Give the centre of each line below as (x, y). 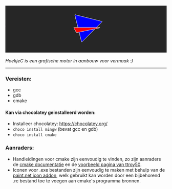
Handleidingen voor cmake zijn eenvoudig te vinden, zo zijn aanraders (87, 159)
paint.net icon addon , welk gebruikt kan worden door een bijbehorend (86, 175)
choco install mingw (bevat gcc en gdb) (55, 129)
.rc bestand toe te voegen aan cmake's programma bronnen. (77, 181)
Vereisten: (18, 79)
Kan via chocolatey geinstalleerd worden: (50, 112)
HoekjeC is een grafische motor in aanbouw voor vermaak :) (69, 61)
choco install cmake (35, 135)
